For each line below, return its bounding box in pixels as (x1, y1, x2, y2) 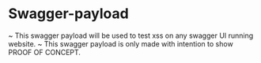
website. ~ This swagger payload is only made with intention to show (8, 39, 233, 48)
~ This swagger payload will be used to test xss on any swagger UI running (8, 31, 254, 40)
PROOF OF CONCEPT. (8, 47, 81, 57)
